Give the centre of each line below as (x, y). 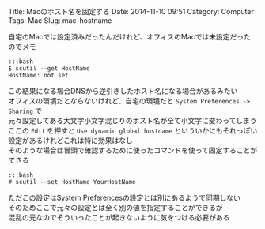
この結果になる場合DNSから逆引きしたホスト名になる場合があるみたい (123, 91)
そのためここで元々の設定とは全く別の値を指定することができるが (115, 207)
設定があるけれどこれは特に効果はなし (70, 140)
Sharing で (25, 111)
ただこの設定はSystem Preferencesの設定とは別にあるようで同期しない (125, 197)
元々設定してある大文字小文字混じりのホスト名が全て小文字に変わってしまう (132, 120)
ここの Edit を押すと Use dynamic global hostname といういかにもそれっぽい (133, 130)
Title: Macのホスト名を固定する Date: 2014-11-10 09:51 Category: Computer (131, 11)
